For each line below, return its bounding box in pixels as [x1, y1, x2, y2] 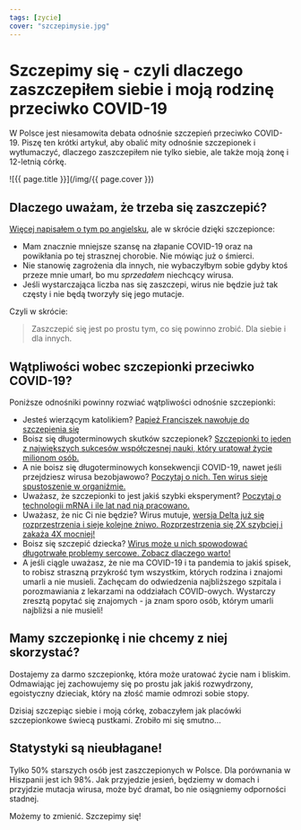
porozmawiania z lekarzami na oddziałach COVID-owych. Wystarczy [21, 586, 276, 597]
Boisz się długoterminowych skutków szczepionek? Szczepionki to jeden [21, 433, 292, 444]
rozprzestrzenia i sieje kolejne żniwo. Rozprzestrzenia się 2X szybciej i [21, 520, 283, 530]
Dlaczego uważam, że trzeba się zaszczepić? [9, 199, 267, 215]
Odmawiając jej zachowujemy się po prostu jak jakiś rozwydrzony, [9, 678, 254, 689]
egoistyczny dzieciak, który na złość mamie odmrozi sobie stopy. [9, 687, 250, 698]
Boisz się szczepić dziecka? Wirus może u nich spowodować [21, 538, 248, 549]
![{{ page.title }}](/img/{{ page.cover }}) [9, 174, 155, 185]
